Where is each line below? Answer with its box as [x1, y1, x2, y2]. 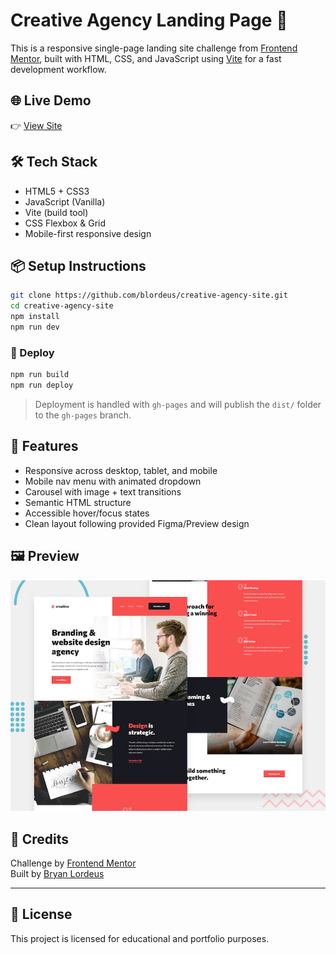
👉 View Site [10, 119, 63, 131]
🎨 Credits [10, 830, 70, 848]
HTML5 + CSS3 [24, 185, 90, 197]
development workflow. [10, 63, 107, 75]
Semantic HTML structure [24, 496, 132, 508]
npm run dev [10, 322, 60, 332]
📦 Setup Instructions [10, 257, 147, 274]
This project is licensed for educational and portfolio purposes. [10, 932, 270, 944]
